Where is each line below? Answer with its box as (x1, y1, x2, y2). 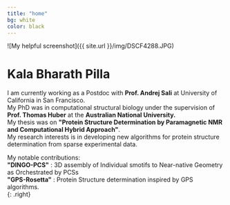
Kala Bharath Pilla (7, 66, 111, 81)
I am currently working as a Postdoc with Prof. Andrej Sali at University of (7, 89, 218, 97)
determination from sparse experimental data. (7, 140, 138, 148)
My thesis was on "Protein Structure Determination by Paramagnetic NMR (7, 118, 223, 126)
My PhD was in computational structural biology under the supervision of (7, 104, 215, 112)
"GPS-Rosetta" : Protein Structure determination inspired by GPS (7, 175, 193, 184)
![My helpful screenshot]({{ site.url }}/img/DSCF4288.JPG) (7, 42, 175, 50)
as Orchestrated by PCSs (7, 168, 79, 177)
